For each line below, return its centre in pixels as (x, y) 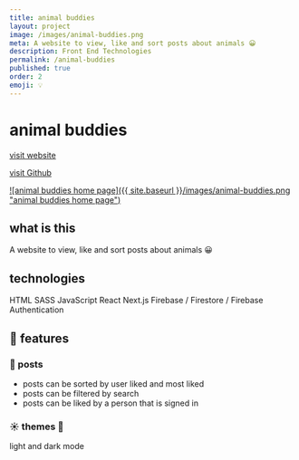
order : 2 (26, 77)
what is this (43, 228)
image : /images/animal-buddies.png (77, 34)
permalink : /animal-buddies (63, 60)
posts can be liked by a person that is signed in (111, 403)
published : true (40, 69)
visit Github (31, 172)
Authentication (37, 310)
